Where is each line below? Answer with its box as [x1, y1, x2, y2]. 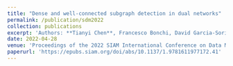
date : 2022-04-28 [7, 36, 58, 43]
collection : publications [7, 23, 82, 30]
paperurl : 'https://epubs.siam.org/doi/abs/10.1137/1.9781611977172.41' [7, 49, 222, 56]
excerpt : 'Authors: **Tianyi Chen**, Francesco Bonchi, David [7, 29, 191, 36]
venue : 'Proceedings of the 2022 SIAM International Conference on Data [7, 42, 222, 49]
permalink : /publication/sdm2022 [7, 16, 104, 23]
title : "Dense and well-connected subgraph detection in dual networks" [7, 10, 222, 17]
